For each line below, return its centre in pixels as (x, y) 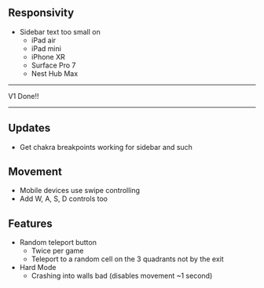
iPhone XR (48, 57)
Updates (29, 128)
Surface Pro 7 (53, 65)
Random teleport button (58, 242)
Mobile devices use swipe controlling (79, 191)
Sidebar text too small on (60, 31)
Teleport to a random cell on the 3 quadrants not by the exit (127, 259)
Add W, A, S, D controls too (64, 199)
